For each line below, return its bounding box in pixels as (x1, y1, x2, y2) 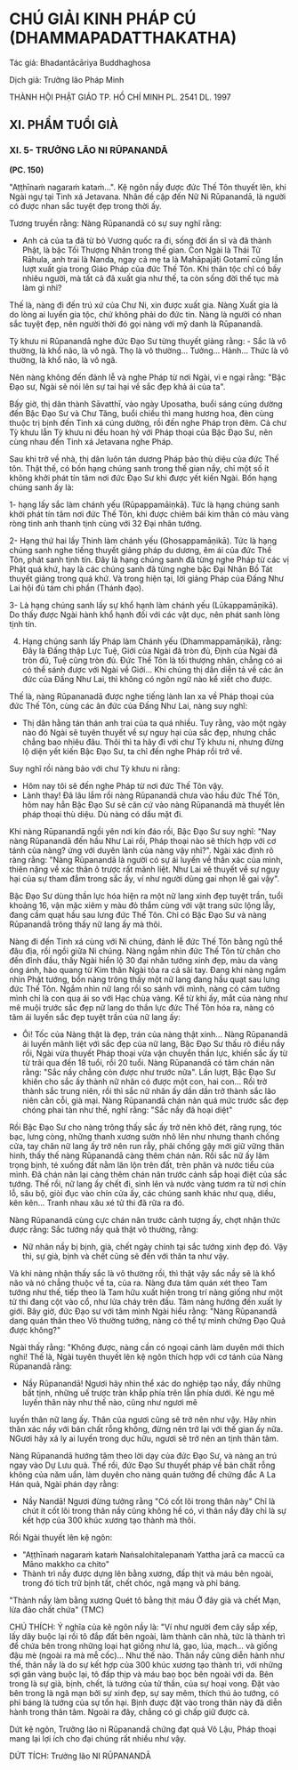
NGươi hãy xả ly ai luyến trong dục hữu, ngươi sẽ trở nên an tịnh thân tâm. (9, 1433, 278, 1444)
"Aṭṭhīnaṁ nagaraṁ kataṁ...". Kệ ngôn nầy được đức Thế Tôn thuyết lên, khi (9, 181, 286, 192)
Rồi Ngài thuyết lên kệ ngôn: (9, 1532, 113, 1542)
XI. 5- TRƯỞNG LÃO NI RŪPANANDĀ (9, 144, 169, 157)
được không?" (9, 1324, 60, 1335)
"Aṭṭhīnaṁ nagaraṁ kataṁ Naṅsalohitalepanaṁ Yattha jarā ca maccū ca (21, 1549, 285, 1560)
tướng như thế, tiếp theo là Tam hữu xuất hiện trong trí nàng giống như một (9, 1286, 283, 1298)
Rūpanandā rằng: (9, 1361, 73, 1372)
